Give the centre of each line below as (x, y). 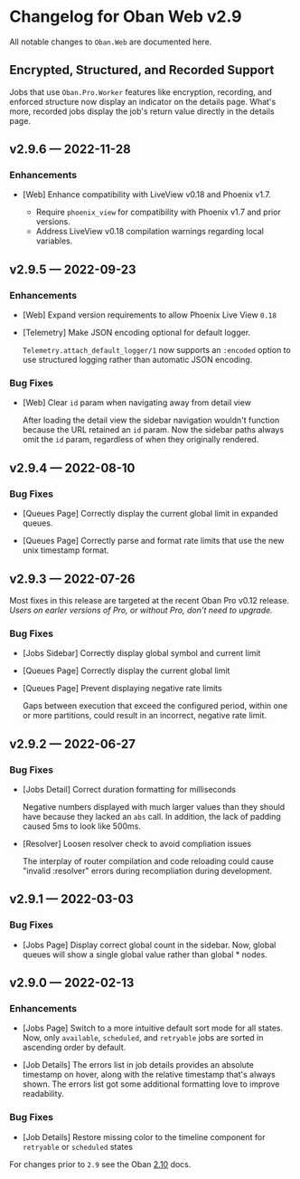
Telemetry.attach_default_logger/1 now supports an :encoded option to (156, 350)
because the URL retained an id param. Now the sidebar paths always (153, 430)
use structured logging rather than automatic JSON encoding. (137, 360)
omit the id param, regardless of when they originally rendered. (141, 440)
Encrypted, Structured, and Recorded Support (142, 70)
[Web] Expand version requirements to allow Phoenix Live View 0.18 (150, 315)
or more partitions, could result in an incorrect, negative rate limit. (145, 716)
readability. (43, 1094)
